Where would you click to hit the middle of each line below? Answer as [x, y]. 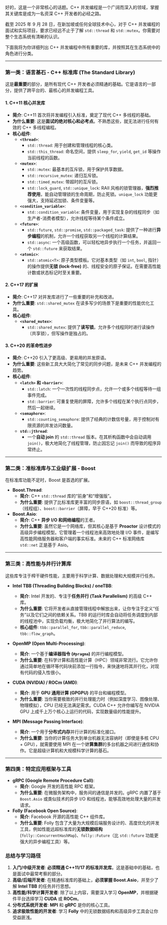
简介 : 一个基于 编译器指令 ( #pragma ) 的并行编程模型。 [73, 653]
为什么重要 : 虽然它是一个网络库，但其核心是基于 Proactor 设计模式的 [90, 526]
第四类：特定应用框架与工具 [38, 769]
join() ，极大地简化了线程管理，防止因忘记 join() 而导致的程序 [92, 443]
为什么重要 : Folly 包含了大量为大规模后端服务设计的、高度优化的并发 [90, 823]
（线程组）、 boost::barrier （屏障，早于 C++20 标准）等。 [80, 509]
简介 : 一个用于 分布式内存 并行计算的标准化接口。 [69, 732]
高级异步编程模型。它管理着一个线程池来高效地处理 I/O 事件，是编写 [89, 533]
